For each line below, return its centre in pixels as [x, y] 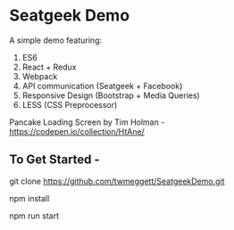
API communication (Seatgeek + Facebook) [102, 86]
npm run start [34, 216]
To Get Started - [54, 160]
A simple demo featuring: [56, 40]
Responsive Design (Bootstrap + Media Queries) [111, 95]
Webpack [40, 76]
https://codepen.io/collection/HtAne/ [77, 131]
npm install [29, 198]
